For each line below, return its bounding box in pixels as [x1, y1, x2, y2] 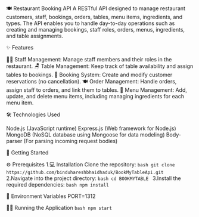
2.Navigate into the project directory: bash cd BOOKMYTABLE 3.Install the [6, 175, 181, 182]
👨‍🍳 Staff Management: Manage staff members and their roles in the [6, 56, 172, 63]
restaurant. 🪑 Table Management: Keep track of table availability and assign [6, 63, 194, 70]
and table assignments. [6, 32, 64, 39]
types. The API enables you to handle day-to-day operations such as [6, 20, 175, 27]
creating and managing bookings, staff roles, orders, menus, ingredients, [6, 26, 185, 33]
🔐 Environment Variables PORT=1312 [6, 193, 96, 200]
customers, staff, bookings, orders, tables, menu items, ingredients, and [6, 14, 183, 20]
